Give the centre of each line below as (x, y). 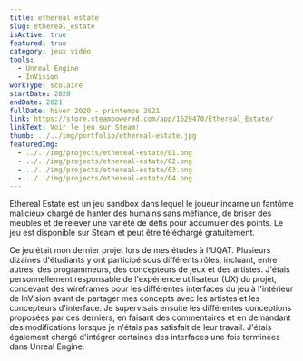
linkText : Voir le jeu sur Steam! (75, 128)
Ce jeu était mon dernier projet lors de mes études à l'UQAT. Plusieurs (140, 250)
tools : (22, 60)
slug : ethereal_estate (52, 26)
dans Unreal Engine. (47, 346)
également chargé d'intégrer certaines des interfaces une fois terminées (145, 337)
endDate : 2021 (36, 102)
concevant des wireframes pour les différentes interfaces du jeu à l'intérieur (151, 289)
